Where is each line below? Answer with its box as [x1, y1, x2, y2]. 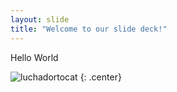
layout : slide [10, 14, 70, 25]
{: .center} [79, 71, 122, 83]
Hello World [10, 51, 59, 63]
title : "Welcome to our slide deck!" [10, 24, 168, 34]
